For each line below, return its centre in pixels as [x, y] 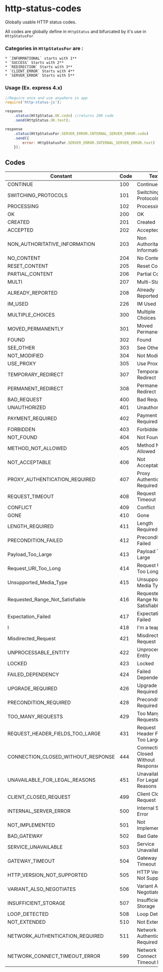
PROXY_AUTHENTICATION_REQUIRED [52, 479]
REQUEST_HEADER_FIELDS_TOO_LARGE [54, 734]
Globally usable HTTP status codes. [41, 22]
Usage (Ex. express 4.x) [34, 88]
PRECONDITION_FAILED [35, 540]
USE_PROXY [22, 364]
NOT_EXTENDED [27, 922]
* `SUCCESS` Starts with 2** [34, 63]
